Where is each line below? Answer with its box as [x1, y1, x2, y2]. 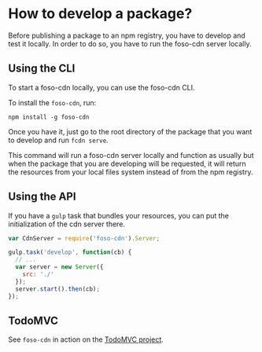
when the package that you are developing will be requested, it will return [8, 159, 246, 168]
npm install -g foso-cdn [8, 113, 90, 121]
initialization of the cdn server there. [8, 219, 126, 229]
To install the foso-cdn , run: [8, 97, 97, 107]
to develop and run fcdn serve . [8, 135, 109, 145]
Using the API [8, 190, 76, 203]
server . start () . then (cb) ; [15, 284, 101, 293]
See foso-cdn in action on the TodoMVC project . [8, 335, 164, 344]
